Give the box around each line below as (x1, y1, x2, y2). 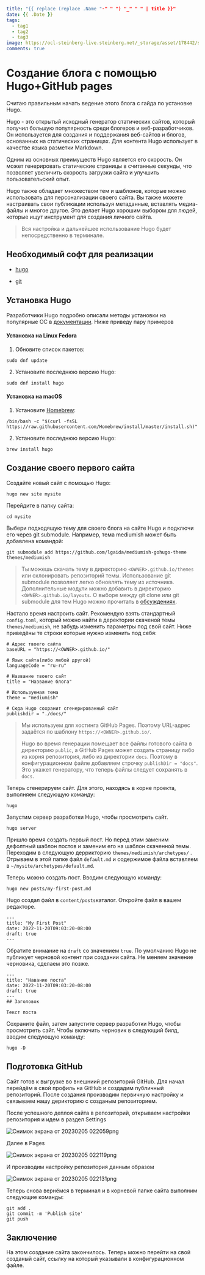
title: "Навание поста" (6, 977, 67, 983)
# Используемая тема (6, 689, 59, 695)
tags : (6, 17, 20, 23)
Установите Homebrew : (15, 406, 76, 413)
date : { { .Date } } (6, 11, 53, 18)
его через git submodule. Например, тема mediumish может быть (6, 530, 177, 538)
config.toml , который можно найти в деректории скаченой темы (6, 616, 176, 623)
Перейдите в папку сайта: (6, 502, 74, 509)
